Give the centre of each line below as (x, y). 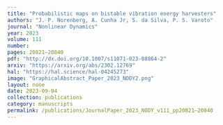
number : (18, 46)
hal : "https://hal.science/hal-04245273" (68, 72)
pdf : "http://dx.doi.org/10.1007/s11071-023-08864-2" (87, 59)
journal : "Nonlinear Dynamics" (53, 26)
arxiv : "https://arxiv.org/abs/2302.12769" (71, 65)
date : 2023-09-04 (32, 91)
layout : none (26, 85)
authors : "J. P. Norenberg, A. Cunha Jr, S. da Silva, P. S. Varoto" (110, 20)
